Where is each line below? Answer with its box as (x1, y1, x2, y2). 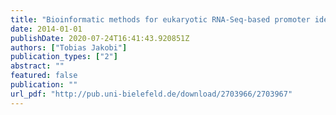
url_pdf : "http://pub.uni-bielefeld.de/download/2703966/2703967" (10, 89, 293, 99)
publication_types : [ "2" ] (10, 52, 118, 62)
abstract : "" (10, 61, 65, 71)
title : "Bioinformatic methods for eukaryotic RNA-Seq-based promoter (10, 14, 311, 25)
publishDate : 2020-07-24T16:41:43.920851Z (10, 33, 190, 43)
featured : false (10, 71, 78, 81)
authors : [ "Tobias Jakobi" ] (10, 42, 128, 53)
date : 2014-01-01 (10, 24, 83, 34)
